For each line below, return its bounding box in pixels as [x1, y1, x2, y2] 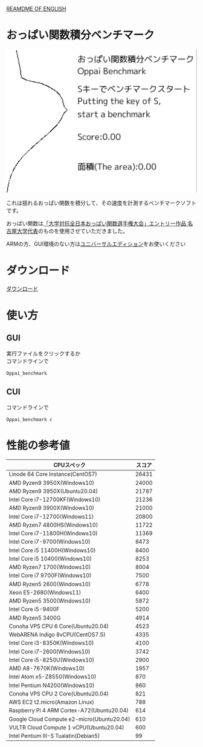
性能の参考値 [6, 438, 71, 452]
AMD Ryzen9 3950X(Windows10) [8, 479, 95, 486]
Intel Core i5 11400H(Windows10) [8, 546, 96, 554]
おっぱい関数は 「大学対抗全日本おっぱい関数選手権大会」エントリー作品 [6, 220, 186, 227]
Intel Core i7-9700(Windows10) [8, 538, 91, 546]
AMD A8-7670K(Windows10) [8, 664, 85, 672]
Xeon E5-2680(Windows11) [8, 589, 82, 596]
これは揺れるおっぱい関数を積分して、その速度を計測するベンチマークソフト [6, 199, 196, 206]
